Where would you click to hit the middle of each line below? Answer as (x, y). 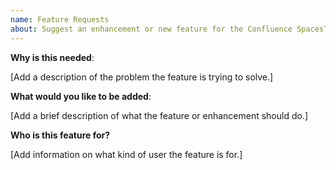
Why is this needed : (52, 57)
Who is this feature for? (60, 135)
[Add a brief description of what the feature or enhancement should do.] (159, 115)
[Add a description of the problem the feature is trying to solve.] (142, 77)
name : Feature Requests (60, 19)
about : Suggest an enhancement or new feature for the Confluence (151, 29)
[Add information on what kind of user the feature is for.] (126, 154)
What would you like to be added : (81, 96)
